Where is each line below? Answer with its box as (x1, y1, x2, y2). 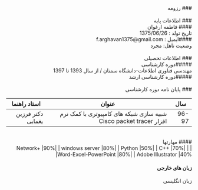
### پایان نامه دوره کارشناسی (125, 86, 192, 92)
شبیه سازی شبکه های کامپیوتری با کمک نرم (60, 110, 167, 118)
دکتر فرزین (15, 110, 44, 118)
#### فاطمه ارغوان (147, 24, 192, 30)
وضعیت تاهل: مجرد (150, 42, 192, 49)
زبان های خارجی (157, 164, 192, 171)
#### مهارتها (163, 138, 192, 145)
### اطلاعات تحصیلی (144, 55, 192, 61)
